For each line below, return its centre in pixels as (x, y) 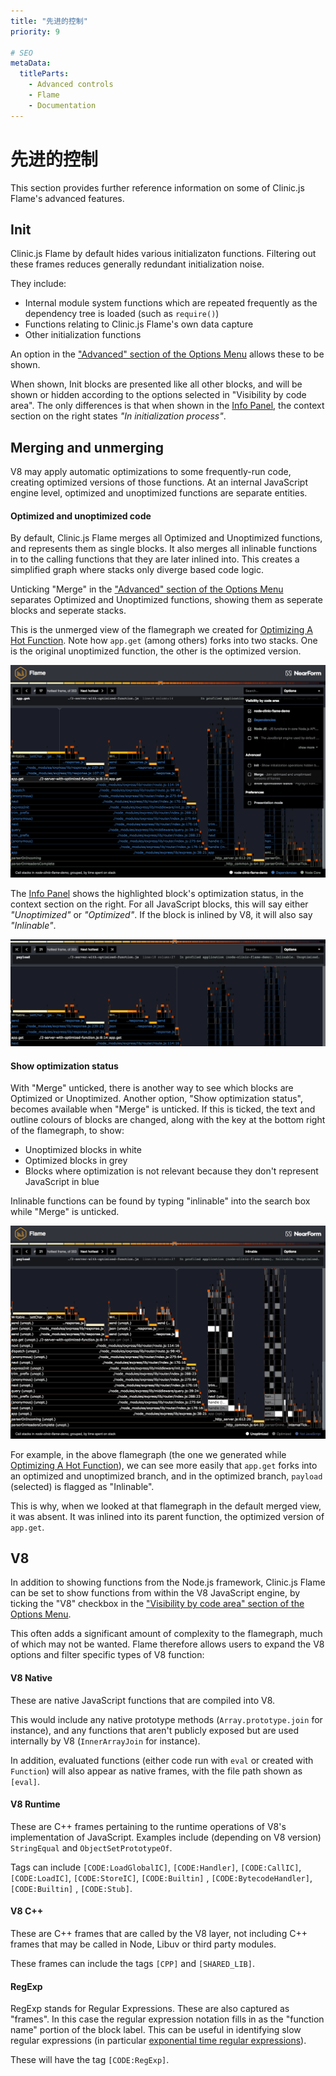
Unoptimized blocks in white (83, 1150)
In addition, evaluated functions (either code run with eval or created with (162, 1760)
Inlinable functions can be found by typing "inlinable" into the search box (160, 1201)
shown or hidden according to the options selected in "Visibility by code (158, 395)
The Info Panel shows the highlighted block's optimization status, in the (157, 894)
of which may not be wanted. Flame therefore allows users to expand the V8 (167, 1644)
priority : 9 (35, 31)
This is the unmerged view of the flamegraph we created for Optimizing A (161, 630)
